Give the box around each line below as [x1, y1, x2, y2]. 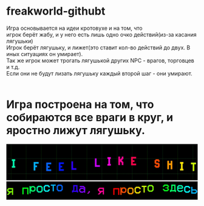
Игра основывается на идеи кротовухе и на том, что [6, 24, 143, 32]
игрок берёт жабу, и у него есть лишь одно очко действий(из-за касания [6, 30, 197, 38]
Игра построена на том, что [6, 98, 154, 112]
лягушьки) [6, 37, 33, 44]
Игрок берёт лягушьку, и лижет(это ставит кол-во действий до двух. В [6, 44, 191, 51]
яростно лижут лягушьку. [6, 124, 146, 138]
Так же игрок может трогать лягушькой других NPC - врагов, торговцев [6, 57, 194, 64]
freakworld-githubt [6, 4, 106, 18]
